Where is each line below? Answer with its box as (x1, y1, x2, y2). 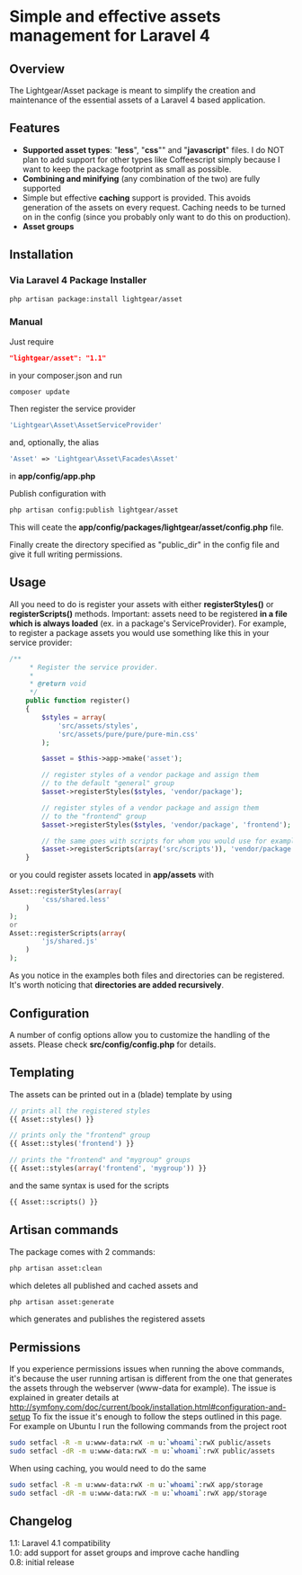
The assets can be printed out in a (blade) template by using (9, 1088, 233, 1099)
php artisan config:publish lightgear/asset (9, 506, 179, 515)
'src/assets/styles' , (57, 721, 139, 730)
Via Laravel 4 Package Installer (9, 274, 147, 287)
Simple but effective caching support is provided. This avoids (22, 192, 252, 203)
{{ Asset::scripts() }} (9, 1197, 99, 1206)
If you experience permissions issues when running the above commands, (9, 1364, 285, 1374)
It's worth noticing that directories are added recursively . (9, 980, 225, 990)
